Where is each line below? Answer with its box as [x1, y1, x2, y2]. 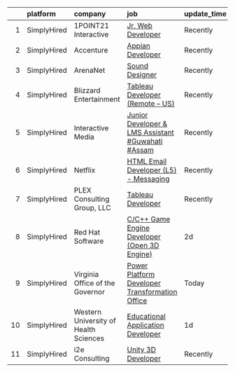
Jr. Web [127, 21, 152, 30]
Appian [127, 41, 150, 50]
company [73, 9, 106, 18]
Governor [73, 287, 105, 296]
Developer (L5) [127, 165, 177, 174]
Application [127, 320, 164, 330]
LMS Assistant [127, 128, 175, 137]
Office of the [73, 278, 115, 288]
